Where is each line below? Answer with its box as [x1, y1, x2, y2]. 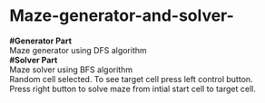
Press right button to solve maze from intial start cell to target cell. [9, 83, 256, 94]
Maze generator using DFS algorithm [9, 44, 147, 55]
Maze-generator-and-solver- [9, 5, 234, 26]
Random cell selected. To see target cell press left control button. [9, 73, 253, 84]
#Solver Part [9, 54, 58, 65]
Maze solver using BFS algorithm [9, 64, 133, 75]
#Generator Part [9, 35, 73, 46]
